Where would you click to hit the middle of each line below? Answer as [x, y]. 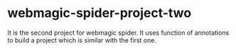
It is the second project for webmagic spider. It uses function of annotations [118, 33]
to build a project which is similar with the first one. [82, 40]
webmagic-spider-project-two [100, 13]
